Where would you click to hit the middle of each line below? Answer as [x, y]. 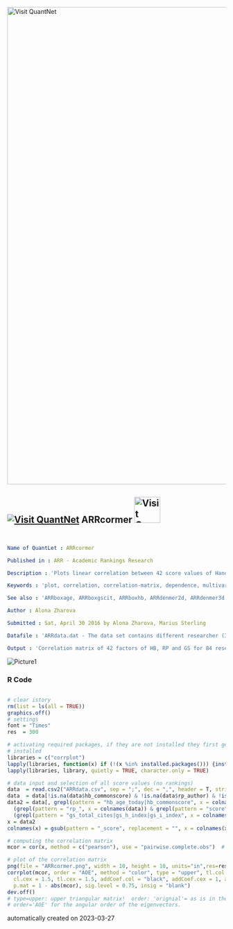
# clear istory [29, 700]
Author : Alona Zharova [42, 611]
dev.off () [21, 892]
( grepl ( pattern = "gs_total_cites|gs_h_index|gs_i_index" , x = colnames [121, 815]
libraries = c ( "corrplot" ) [46, 758]
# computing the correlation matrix [60, 841]
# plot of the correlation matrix [57, 860]
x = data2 [21, 822]
